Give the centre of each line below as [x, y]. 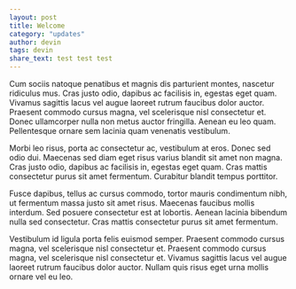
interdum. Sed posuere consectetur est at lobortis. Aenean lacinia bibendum [148, 212]
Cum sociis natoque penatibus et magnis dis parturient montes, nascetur [142, 84]
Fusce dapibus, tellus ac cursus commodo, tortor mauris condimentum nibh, [148, 193]
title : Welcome [37, 26]
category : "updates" [47, 34]
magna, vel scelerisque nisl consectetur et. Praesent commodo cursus [138, 248]
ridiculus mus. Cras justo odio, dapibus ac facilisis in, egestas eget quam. [143, 93]
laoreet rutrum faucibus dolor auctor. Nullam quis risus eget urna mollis [139, 267]
